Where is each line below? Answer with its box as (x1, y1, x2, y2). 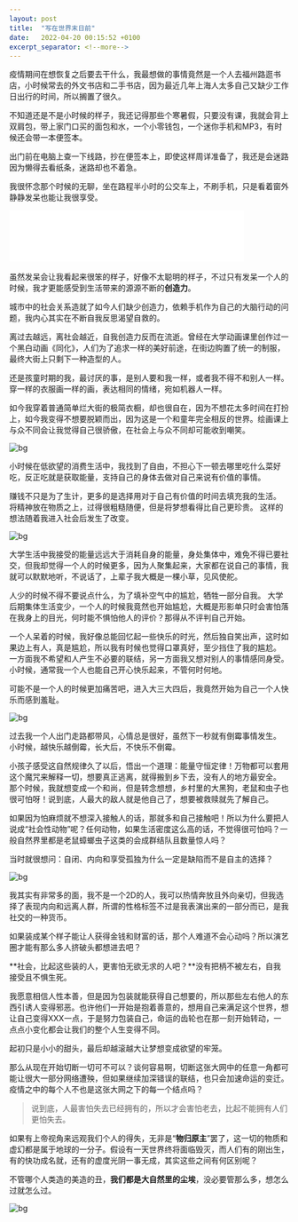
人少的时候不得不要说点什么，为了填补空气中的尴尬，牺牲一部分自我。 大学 (9, 591, 284, 601)
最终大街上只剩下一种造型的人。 (9, 353, 126, 364)
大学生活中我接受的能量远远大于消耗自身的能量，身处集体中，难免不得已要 (9, 549, 281, 559)
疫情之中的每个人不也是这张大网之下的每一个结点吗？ (9, 1084, 204, 1095)
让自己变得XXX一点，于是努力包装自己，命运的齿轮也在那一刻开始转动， (9, 1013, 274, 1024)
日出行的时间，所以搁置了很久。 (9, 91, 126, 102)
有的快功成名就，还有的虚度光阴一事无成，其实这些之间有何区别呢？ (9, 1155, 258, 1166)
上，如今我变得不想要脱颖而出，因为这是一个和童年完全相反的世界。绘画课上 (9, 414, 289, 425)
